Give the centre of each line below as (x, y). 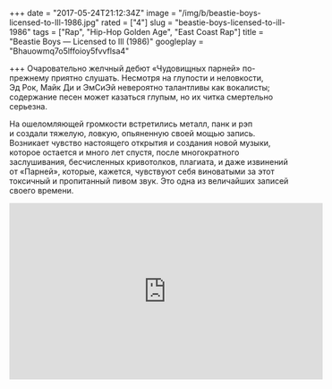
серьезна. (28, 106)
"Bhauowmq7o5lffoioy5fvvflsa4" (69, 51)
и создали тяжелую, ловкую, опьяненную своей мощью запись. (132, 133)
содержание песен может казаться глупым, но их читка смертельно (141, 97)
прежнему (29, 78)
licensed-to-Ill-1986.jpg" (55, 22)
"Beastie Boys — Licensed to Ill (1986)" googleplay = (106, 41)
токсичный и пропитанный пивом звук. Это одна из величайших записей (149, 181)
